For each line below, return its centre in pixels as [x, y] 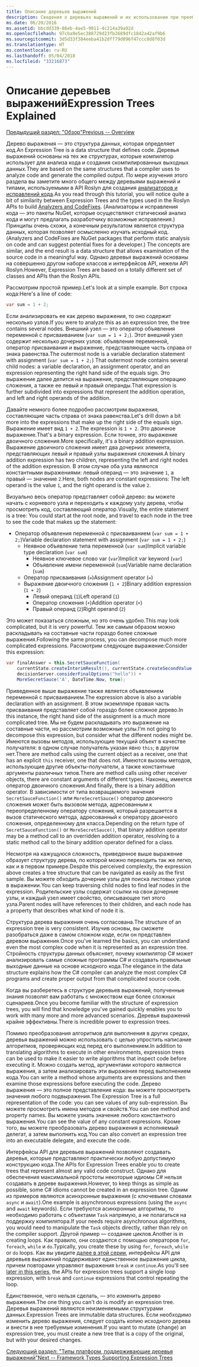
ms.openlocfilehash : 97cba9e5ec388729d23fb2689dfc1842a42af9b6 [86, 34]
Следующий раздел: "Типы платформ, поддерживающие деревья [90, 1351]
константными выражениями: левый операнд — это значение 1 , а [90, 473]
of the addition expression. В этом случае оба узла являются [82, 466]
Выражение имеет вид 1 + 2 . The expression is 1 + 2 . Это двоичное [91, 428]
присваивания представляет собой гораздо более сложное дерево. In [95, 710]
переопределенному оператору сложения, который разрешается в [92, 810]
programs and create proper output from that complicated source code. [94, 978]
